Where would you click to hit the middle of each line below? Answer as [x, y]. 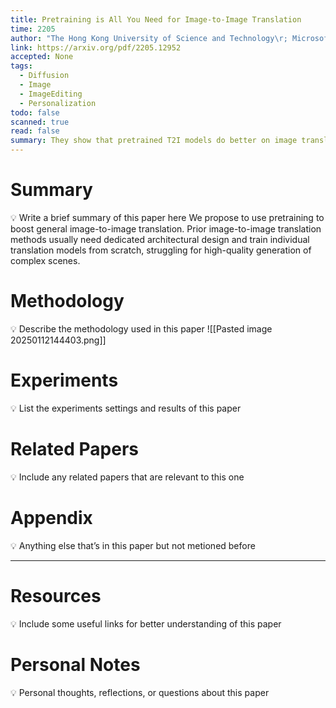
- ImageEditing [51, 94]
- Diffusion [44, 76]
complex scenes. [45, 260]
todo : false [35, 112]
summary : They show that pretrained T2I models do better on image [154, 141]
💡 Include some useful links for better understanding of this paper [146, 623]
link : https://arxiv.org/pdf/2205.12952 [96, 47]
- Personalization [58, 103]
